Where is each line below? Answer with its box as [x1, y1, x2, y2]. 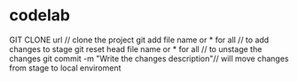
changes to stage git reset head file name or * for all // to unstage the [9, 43, 263, 54]
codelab [9, 5, 71, 26]
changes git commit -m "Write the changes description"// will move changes [9, 53, 289, 63]
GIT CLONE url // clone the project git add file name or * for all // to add [9, 34, 270, 45]
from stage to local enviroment [9, 63, 122, 73]
